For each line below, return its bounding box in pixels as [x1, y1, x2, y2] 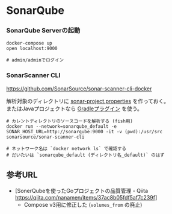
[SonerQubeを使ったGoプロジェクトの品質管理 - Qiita [14, 187, 149, 194]
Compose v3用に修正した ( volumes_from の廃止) [23, 201, 143, 208]
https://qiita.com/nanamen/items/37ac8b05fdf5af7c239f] [14, 194, 158, 201]
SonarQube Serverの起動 [6, 27, 81, 35]
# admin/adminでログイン [6, 57, 64, 63]
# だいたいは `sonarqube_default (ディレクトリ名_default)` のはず [6, 152, 165, 158]
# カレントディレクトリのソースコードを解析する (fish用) [6, 118, 134, 124]
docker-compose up [6, 40, 52, 46]
